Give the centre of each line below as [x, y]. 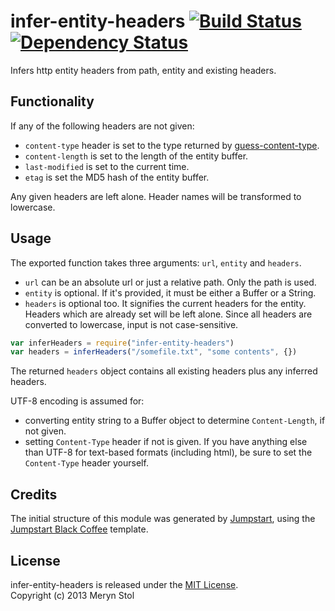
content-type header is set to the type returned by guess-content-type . [172, 145]
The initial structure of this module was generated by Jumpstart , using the [163, 519]
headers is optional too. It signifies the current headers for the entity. [165, 303]
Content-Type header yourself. [86, 463]
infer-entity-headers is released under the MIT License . [124, 584]
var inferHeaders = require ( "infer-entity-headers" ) [122, 343]
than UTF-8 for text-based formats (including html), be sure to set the [168, 452]
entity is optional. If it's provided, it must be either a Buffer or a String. [170, 292]
